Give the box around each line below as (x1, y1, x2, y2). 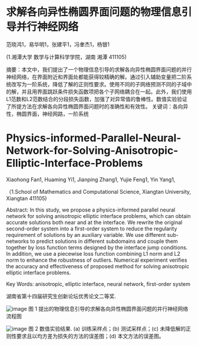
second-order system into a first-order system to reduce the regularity (6, 225, 177, 232)
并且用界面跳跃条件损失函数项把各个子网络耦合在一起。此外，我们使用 (21, 88, 192, 95)
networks (6, 237, 29, 245)
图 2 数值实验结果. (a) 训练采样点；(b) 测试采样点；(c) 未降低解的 (28, 325, 186, 332)
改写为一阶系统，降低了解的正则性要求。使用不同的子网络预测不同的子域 (11, 80, 187, 87)
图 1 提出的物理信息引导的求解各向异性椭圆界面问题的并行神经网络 (28, 305, 189, 312)
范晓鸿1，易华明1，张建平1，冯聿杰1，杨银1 (6, 41, 110, 48)
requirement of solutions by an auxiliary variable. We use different (6, 231, 166, 238)
